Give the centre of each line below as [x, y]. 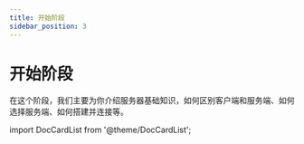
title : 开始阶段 [37, 18]
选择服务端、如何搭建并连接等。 [69, 112]
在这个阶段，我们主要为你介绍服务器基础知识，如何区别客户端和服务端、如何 [152, 101]
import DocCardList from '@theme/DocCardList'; [100, 130]
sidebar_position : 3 [48, 26]
